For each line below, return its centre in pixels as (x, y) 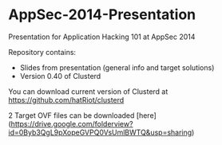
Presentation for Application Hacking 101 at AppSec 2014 (102, 37)
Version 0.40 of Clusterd (60, 76)
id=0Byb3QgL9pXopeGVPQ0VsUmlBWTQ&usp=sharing (100, 132)
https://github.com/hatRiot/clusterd (66, 100)
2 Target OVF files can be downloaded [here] (83, 115)
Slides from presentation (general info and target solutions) (117, 67)
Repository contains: (42, 52)
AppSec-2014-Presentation (102, 15)
